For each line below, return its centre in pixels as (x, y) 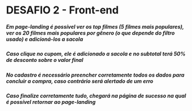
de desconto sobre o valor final (45, 60)
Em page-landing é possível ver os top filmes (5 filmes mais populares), (95, 26)
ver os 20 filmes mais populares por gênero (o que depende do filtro (90, 33)
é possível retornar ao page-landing (51, 102)
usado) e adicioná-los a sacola (45, 39)
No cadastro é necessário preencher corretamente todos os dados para (95, 75)
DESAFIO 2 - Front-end (62, 10)
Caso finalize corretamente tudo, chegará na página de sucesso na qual (96, 96)
